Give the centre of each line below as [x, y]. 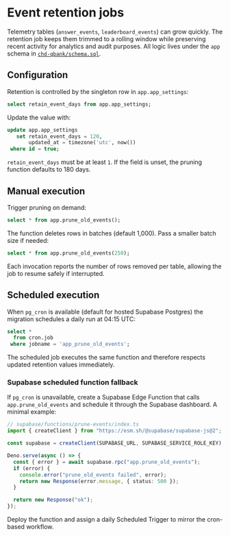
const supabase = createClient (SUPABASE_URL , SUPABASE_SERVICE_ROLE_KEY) [115, 443]
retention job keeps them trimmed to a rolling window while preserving [107, 38]
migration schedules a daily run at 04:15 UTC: [71, 319]
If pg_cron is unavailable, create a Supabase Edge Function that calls [103, 397]
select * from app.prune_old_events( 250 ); [68, 253]
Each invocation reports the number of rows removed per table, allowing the [114, 266]
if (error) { [32, 468]
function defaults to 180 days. [49, 170]
